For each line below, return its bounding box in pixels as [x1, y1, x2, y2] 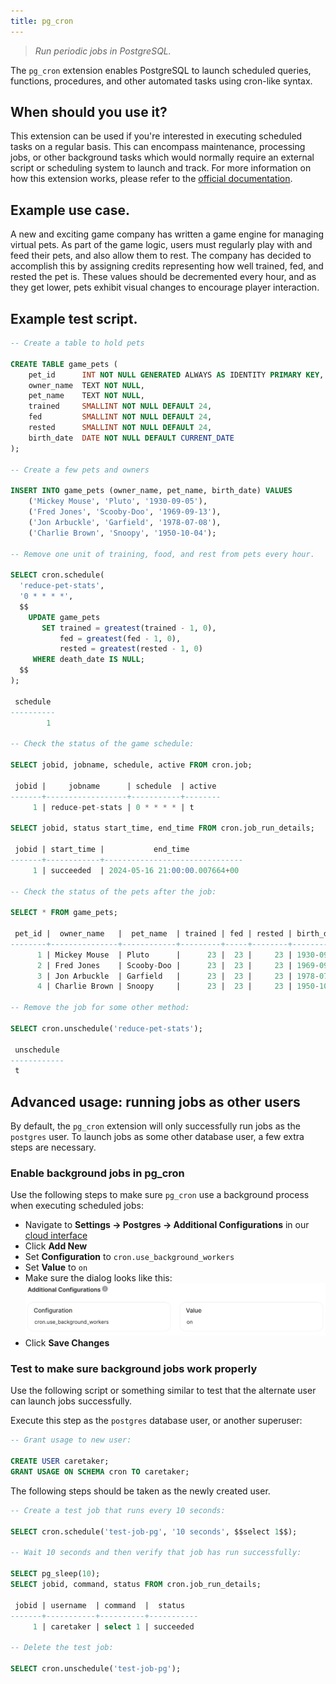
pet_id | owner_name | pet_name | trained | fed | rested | [14, 929, 293, 939]
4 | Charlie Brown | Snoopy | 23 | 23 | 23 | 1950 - [36, 981, 320, 992]
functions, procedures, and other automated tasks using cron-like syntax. [10, 75, 313, 87]
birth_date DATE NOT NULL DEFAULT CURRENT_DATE [28, 433, 235, 443]
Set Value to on [24, 1261, 88, 1274]
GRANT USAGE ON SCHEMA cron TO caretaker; [10, 1467, 190, 1477]
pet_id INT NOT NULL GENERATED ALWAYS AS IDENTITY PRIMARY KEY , [28, 370, 325, 380]
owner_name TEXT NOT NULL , [28, 380, 145, 390]
